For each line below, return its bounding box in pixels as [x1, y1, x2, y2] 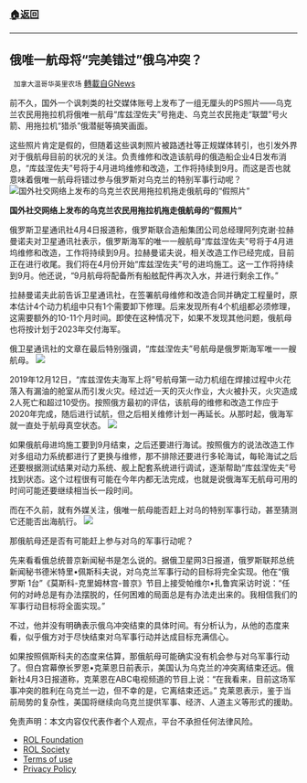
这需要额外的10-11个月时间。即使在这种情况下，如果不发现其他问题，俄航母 [9, 313, 292, 324]
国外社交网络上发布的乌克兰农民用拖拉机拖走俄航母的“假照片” [9, 205, 243, 216]
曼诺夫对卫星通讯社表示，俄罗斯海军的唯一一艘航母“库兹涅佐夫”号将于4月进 [9, 236, 294, 247]
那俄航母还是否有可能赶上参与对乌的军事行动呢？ [9, 535, 194, 546]
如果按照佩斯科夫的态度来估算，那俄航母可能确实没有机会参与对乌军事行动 [9, 651, 290, 662]
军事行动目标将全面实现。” [9, 601, 106, 612]
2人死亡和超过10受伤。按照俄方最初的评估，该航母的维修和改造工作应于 [9, 397, 280, 408]
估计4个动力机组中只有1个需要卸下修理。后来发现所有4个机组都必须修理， [16, 301, 295, 312]
